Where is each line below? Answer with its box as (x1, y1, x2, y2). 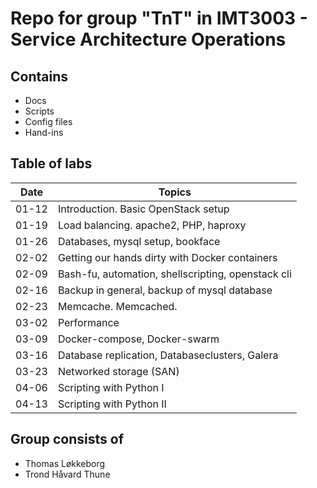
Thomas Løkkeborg (24, 457, 106, 469)
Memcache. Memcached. (57, 299, 178, 313)
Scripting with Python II (57, 397, 167, 411)
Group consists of (10, 431, 124, 448)
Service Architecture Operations (10, 28, 287, 51)
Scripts (24, 105, 55, 117)
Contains (10, 68, 68, 85)
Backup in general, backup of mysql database (57, 283, 273, 297)
